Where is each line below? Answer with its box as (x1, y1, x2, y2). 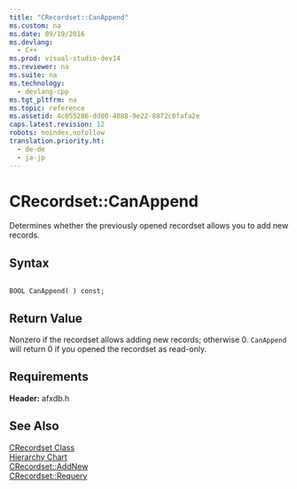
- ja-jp (17, 152, 46, 162)
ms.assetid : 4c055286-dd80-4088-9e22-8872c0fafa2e (9, 112, 200, 121)
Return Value (9, 311, 82, 326)
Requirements (9, 369, 89, 385)
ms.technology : (9, 79, 66, 88)
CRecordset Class (9, 442, 75, 453)
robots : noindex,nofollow (9, 128, 105, 137)
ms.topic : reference (9, 104, 86, 113)
